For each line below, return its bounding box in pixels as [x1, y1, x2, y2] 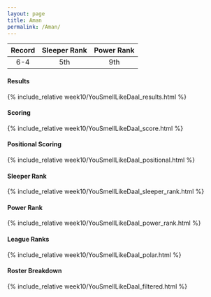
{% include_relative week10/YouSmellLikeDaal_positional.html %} [7, 156, 196, 164]
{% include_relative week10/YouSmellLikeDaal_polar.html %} [7, 250, 182, 259]
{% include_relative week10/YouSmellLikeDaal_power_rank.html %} [7, 219, 201, 228]
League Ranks [7, 235, 50, 243]
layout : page [7, 10, 45, 18]
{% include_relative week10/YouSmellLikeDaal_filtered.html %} [7, 282, 187, 291]
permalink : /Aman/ [7, 23, 61, 30]
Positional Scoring [7, 140, 61, 148]
